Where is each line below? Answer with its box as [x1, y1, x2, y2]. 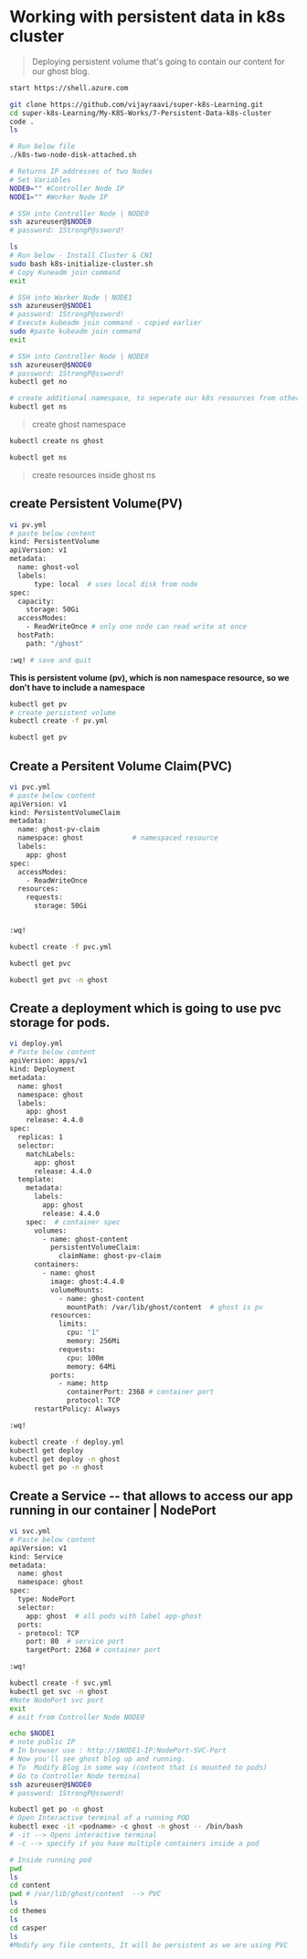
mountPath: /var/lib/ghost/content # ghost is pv [67, 1302, 263, 1312]
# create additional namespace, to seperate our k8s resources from [9, 394, 276, 403]
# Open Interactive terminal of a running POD [9, 1814, 190, 1823]
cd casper [9, 1923, 48, 1933]
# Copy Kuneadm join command [9, 268, 121, 277]
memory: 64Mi [67, 1361, 117, 1371]
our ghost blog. [31, 66, 90, 77]
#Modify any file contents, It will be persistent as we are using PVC [9, 1940, 288, 1950]
